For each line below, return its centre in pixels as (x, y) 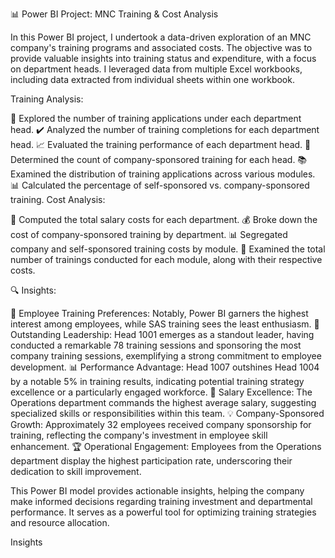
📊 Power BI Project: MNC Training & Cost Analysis (114, 14)
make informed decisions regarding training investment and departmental (161, 501)
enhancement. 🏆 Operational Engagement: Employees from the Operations (166, 446)
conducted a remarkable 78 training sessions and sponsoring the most (156, 345)
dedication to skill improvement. (76, 471)
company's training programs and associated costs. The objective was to (161, 47)
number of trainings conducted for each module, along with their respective (166, 259)
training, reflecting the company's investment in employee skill (139, 435)
